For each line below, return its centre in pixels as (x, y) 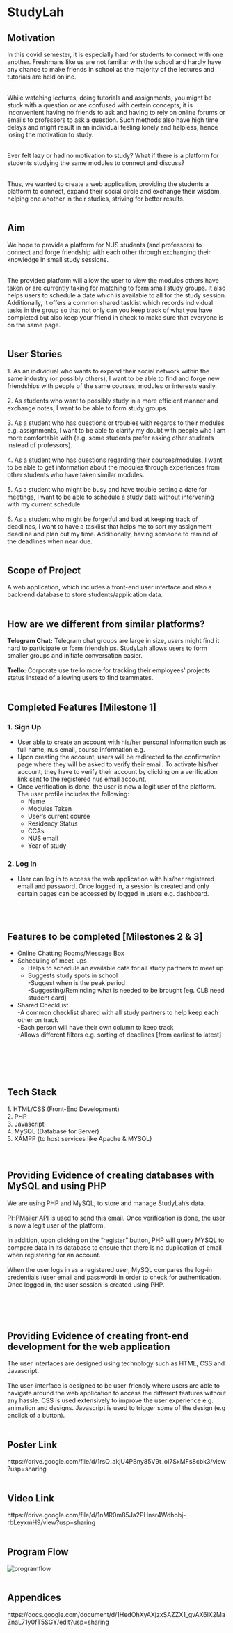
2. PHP (17, 1116)
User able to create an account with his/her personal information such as (122, 742)
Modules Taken (50, 808)
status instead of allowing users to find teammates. (80, 678)
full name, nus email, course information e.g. (81, 749)
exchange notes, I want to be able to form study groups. (88, 408)
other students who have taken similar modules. (76, 474)
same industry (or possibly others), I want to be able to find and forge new (114, 378)
